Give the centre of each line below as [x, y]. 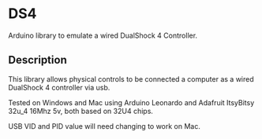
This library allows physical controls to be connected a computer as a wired [131, 79]
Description [37, 60]
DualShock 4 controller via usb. [59, 87]
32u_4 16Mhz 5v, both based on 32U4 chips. [81, 111]
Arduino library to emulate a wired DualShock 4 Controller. [103, 35]
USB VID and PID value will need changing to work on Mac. [105, 126]
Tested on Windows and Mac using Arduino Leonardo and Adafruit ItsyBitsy [131, 102]
